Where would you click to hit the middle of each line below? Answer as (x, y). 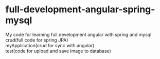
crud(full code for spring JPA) (37, 40)
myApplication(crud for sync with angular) (50, 45)
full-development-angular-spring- (80, 9)
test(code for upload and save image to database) (58, 51)
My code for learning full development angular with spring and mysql (78, 34)
